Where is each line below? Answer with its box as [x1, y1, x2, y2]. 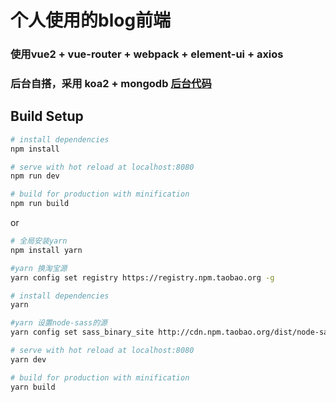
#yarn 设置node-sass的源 [10, 318, 108, 328]
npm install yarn [10, 245, 83, 255]
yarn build [10, 382, 56, 392]
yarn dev [10, 354, 47, 365]
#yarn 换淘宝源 [10, 263, 68, 273]
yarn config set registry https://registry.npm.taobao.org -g [10, 272, 275, 283]
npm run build [10, 199, 70, 209]
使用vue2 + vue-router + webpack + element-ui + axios [10, 47, 284, 61]
